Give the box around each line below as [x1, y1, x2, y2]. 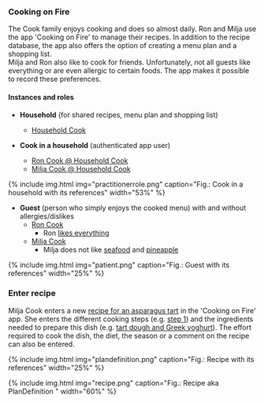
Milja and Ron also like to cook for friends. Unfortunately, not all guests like [8, 57, 251, 67]
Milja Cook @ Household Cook [31, 164, 132, 173]
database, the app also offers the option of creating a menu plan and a [8, 41, 237, 50]
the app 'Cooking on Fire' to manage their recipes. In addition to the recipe [8, 32, 251, 42]
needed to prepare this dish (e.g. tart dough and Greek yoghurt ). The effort [8, 322, 252, 332]
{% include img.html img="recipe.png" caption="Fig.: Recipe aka [8, 378, 219, 387]
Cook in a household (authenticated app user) [19, 140, 171, 150]
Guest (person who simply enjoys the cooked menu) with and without [19, 203, 247, 213]
